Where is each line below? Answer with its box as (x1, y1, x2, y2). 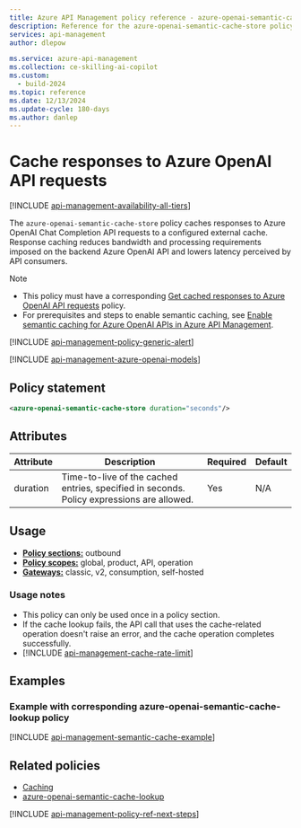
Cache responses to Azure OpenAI (9, 152, 272, 172)
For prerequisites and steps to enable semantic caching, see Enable (21, 310, 273, 321)
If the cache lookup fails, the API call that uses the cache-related (21, 619, 262, 630)
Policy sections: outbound (21, 547, 122, 558)
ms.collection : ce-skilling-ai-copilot (9, 63, 159, 72)
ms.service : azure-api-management (9, 55, 139, 64)
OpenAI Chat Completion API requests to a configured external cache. (9, 227, 269, 238)
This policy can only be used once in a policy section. (21, 609, 220, 620)
